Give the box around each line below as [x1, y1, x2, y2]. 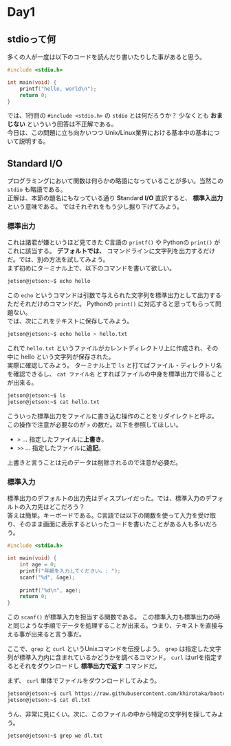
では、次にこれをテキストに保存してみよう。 [7, 317, 133, 326]
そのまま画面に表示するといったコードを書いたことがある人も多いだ [19, 520, 212, 529]
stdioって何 [7, 33, 56, 45]
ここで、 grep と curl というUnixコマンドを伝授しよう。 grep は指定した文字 [7, 645, 221, 653]
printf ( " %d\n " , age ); [19, 586, 81, 594]
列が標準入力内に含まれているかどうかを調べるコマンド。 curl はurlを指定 [7, 653, 217, 661]
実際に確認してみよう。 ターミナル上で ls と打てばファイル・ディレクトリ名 [7, 361, 222, 370]
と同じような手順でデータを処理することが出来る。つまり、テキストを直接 [7, 621, 218, 630]
